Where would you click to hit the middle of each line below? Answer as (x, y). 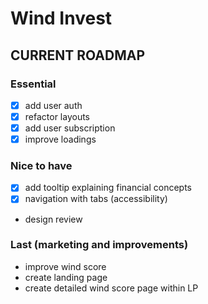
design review (53, 219)
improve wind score (65, 266)
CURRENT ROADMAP (78, 55)
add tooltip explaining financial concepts (108, 188)
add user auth (53, 105)
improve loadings (60, 139)
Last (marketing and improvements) (99, 245)
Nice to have (41, 166)
